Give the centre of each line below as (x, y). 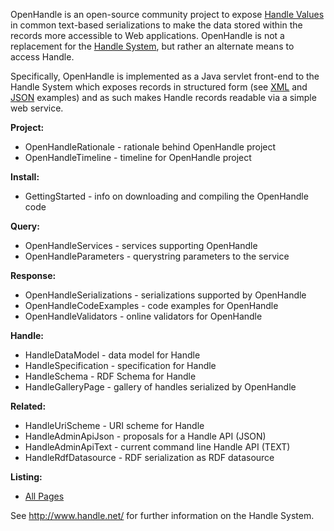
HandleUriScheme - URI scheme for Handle (114, 425)
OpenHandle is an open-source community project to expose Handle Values (167, 14)
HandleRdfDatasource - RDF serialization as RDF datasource (149, 457)
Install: (25, 177)
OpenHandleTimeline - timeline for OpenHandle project (138, 157)
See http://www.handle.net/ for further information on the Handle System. (162, 515)
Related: (28, 406)
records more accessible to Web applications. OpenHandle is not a (147, 35)
